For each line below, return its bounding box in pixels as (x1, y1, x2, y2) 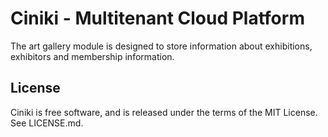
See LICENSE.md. (10, 117, 84, 129)
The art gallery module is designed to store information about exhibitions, (10, 40, 313, 52)
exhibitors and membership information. (10, 50, 175, 62)
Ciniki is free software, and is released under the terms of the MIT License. (10, 106, 318, 118)
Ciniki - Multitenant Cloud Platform (10, 7, 305, 30)
